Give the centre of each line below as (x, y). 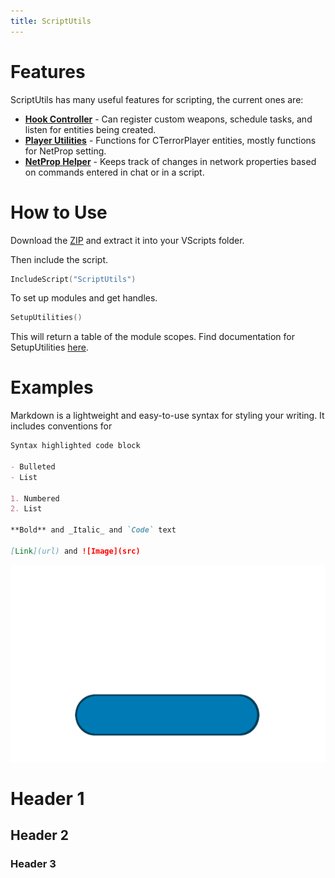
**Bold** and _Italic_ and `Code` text (93, 530)
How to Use (59, 212)
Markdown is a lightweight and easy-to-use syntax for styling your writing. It (167, 416)
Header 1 (47, 799)
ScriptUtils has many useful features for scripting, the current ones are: (157, 99)
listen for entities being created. (90, 129)
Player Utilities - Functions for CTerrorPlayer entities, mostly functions (170, 140)
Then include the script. (59, 259)
